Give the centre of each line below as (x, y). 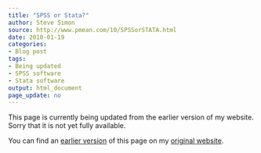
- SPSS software (34, 73)
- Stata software (36, 80)
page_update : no (34, 95)
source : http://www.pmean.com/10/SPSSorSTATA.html (92, 30)
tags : (17, 59)
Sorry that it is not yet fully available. (67, 126)
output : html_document (45, 88)
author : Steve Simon (42, 23)
